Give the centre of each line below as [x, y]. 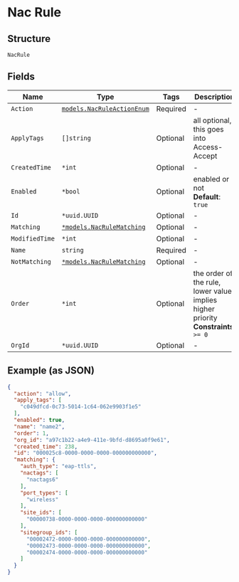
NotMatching [31, 261]
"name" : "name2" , [39, 427]
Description [214, 97]
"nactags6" [42, 480]
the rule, [207, 282]
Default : [207, 196]
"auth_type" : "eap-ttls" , [59, 467]
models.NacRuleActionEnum [105, 109]
